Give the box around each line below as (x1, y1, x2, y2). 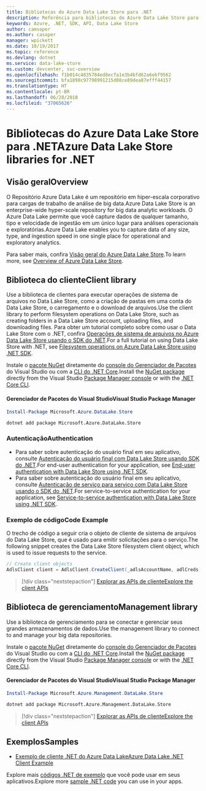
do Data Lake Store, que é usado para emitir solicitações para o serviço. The (6, 536, 198, 543)
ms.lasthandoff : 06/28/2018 (6, 94, 78, 100)
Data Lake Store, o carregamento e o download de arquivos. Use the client (6, 304, 193, 311)
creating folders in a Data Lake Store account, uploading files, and (6, 317, 174, 325)
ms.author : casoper (6, 32, 56, 38)
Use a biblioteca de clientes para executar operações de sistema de (6, 291, 178, 298)
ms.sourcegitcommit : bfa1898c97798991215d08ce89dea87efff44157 (6, 77, 172, 83)
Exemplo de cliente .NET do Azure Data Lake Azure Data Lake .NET (15, 753, 184, 760)
